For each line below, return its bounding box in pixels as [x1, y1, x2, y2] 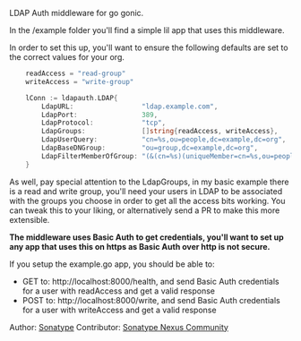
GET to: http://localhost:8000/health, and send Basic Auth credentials [21, 276, 279, 286]
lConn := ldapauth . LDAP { [25, 93, 118, 102]
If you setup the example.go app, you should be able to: [9, 259, 215, 269]
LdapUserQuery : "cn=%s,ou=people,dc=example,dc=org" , [41, 135, 287, 144]
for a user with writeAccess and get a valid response [21, 304, 217, 315]
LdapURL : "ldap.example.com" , [41, 102, 219, 111]
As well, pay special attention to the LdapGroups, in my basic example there [9, 176, 289, 187]
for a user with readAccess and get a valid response [21, 286, 215, 296]
